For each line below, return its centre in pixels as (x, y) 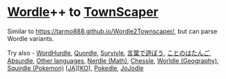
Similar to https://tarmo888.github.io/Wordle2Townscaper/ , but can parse (112, 31)
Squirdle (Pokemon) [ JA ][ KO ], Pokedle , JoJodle (75, 68)
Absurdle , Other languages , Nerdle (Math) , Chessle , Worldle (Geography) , (113, 60)
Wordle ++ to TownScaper (83, 12)
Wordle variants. (31, 38)
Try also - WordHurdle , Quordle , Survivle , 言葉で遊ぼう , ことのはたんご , (110, 53)
